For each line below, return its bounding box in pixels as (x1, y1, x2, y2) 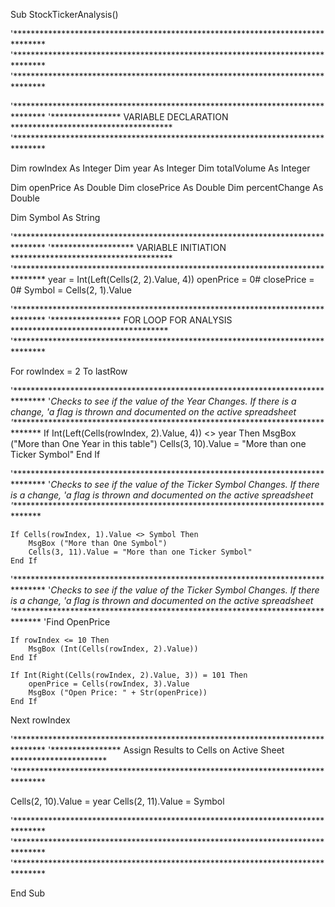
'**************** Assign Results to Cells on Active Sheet (48, 744, 285, 756)
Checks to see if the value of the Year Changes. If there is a (50, 395, 297, 407)
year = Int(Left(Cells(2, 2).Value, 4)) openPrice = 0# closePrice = (48, 274, 315, 285)
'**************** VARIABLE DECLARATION (48, 111, 229, 123)
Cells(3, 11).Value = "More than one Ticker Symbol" (28, 547, 253, 557)
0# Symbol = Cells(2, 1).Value (10, 284, 132, 296)
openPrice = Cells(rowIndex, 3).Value (28, 679, 190, 689)
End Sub (10, 887, 46, 899)
